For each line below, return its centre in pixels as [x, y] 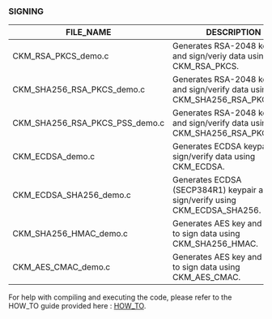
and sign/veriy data [209, 56]
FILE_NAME [89, 32]
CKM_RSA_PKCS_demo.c [61, 56]
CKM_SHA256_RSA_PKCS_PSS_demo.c [89, 123]
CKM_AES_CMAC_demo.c [62, 267]
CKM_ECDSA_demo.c [54, 157]
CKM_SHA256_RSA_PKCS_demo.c [79, 89]
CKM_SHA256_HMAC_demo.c [70, 234]
